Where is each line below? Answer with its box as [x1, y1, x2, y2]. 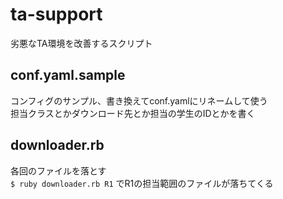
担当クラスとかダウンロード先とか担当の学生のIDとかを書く [10, 107, 256, 119]
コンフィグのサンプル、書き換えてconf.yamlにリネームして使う [10, 94, 268, 107]
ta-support [10, 3, 103, 26]
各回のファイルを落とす [10, 164, 107, 177]
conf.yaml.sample [10, 67, 126, 84]
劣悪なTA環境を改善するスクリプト [10, 37, 153, 49]
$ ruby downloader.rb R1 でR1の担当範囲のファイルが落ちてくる [10, 177, 274, 189]
